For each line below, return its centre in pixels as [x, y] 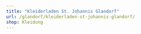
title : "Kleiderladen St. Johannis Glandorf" [63, 11]
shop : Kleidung [25, 22]
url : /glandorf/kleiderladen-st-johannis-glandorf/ [70, 17]
